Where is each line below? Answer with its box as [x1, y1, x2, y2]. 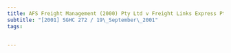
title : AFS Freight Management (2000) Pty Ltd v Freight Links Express [7, 10, 217, 17]
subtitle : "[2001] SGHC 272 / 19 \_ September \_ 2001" [7, 17, 158, 23]
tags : [7, 23, 23, 30]
